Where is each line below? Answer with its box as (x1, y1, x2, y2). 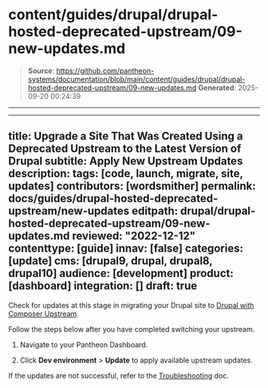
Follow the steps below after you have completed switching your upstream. (8, 324, 255, 334)
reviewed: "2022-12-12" (71, 229, 196, 243)
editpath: (131, 204, 179, 218)
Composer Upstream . (8, 309, 80, 319)
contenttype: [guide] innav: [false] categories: (8, 242, 243, 255)
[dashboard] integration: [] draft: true (8, 279, 198, 293)
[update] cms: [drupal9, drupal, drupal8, (8, 254, 213, 268)
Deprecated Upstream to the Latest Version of (8, 142, 242, 156)
